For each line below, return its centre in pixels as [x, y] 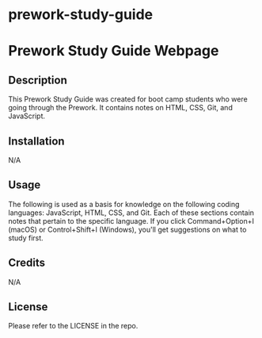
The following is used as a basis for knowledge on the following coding [124, 204]
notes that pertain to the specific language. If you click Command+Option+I [131, 221]
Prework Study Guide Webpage [114, 51]
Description [38, 80]
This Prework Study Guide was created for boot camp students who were [128, 99]
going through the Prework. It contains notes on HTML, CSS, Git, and [121, 108]
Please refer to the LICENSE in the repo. [73, 326]
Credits [27, 263]
